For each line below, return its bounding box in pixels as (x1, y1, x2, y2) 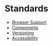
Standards (4, 3, 49, 14)
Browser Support (11, 19, 47, 25)
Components (11, 24, 39, 30)
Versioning (11, 30, 34, 36)
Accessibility (11, 35, 38, 41)
